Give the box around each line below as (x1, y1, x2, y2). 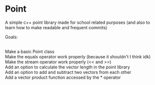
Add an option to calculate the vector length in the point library (5, 64, 130, 70)
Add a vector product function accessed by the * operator (5, 74, 121, 80)
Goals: (5, 34, 18, 40)
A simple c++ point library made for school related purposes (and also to (5, 19, 150, 25)
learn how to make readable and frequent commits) (5, 24, 108, 30)
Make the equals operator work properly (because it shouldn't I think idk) (5, 53, 151, 59)
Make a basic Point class (5, 49, 55, 54)
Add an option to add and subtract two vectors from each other (5, 69, 132, 75)
